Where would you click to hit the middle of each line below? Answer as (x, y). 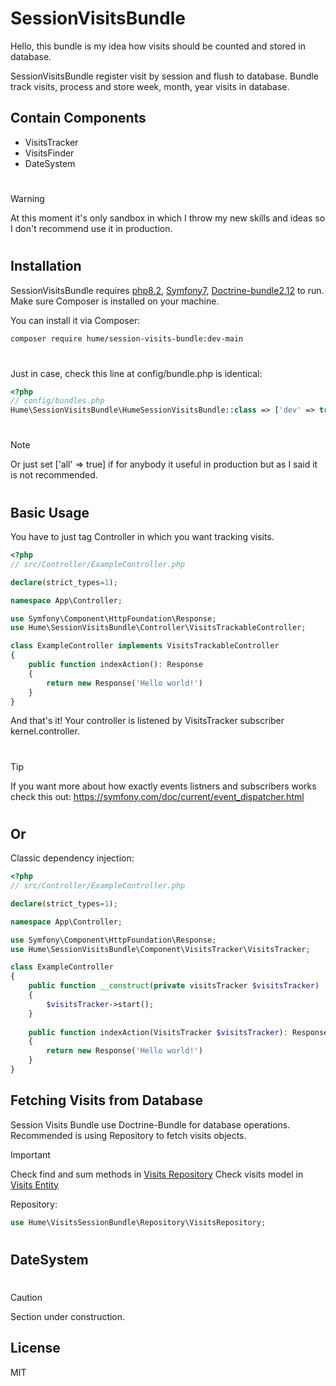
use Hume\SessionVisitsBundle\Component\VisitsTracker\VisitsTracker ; (160, 949)
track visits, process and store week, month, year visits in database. (150, 86)
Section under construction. (68, 1317)
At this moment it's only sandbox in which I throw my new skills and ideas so (168, 218)
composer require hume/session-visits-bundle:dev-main (127, 338)
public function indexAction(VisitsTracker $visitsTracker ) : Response (178, 1032)
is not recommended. (54, 475)
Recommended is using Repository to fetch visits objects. (128, 1135)
